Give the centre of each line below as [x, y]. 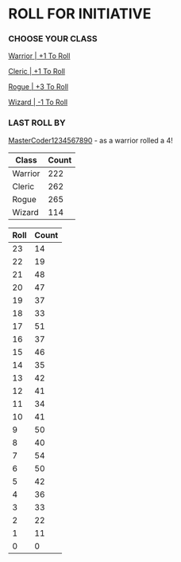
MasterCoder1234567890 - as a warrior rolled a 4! [90, 140]
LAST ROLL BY [37, 123]
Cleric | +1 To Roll [37, 72]
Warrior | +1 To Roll [39, 56]
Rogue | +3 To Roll [39, 87]
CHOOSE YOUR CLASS [53, 39]
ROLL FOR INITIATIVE [80, 14]
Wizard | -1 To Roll [38, 102]
